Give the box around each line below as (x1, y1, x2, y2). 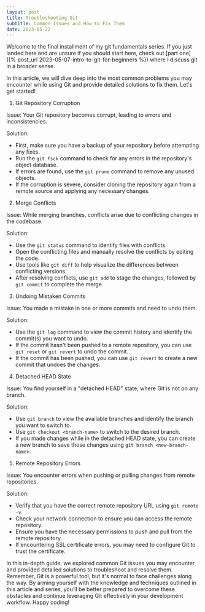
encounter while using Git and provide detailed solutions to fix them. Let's (6, 81, 193, 88)
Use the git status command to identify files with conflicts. (15, 241, 167, 249)
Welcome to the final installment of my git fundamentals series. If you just (6, 43, 192, 50)
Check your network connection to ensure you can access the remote (15, 515, 192, 522)
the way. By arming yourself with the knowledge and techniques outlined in (6, 579, 196, 587)
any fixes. (15, 148, 41, 155)
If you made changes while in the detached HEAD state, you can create (15, 434, 196, 442)
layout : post (6, 9, 40, 15)
